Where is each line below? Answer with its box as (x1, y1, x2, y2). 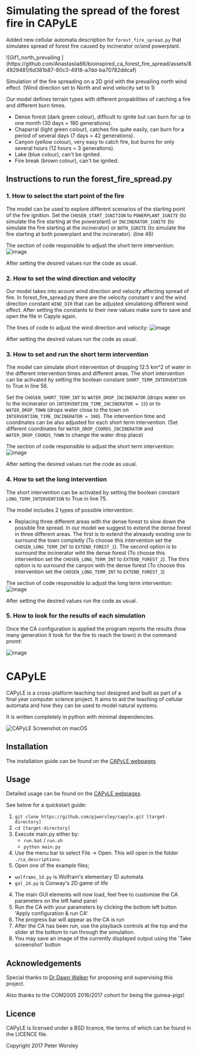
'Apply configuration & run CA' (14, 910, 88, 917)
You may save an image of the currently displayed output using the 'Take (14, 935, 192, 942)
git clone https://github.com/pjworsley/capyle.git (14, 814, 144, 820)
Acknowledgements (6, 958, 82, 968)
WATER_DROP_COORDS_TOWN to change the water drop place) (6, 432, 143, 439)
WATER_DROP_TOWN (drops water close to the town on (6, 406, 129, 413)
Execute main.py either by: (14, 830, 79, 838)
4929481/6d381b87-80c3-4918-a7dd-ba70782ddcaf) (6, 66, 137, 73)
